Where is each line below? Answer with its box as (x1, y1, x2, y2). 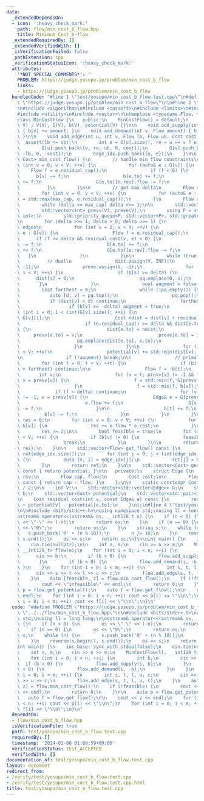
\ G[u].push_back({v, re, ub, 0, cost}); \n (17, 144, 148, 151)
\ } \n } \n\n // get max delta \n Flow (17, 185, 194, 191)
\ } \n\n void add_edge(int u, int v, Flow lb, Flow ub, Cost (17, 133, 183, 140)
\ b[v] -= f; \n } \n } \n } (17, 411, 194, 418)
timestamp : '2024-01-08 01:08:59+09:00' (12, 740, 115, 746)
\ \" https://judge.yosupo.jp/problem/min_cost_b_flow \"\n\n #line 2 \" (17, 99, 200, 105)
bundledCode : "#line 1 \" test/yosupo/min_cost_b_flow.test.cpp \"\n (12, 94, 186, 100)
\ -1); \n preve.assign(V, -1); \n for (17, 264, 194, 270)
